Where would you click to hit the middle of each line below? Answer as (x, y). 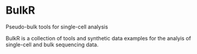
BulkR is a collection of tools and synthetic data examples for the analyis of (98, 38)
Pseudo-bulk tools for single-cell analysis (57, 27)
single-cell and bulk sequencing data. (52, 45)
